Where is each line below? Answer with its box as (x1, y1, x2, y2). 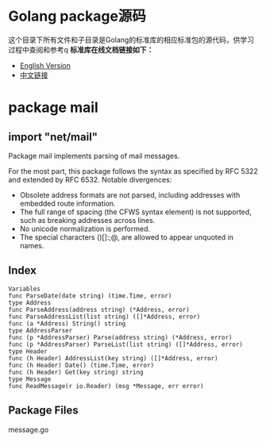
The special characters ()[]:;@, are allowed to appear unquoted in (19, 232, 234, 242)
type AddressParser (8, 326, 73, 334)
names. (19, 240, 44, 250)
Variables (8, 285, 41, 293)
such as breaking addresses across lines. (19, 215, 156, 225)
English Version (19, 60, 71, 70)
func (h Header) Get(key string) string (8, 368, 145, 376)
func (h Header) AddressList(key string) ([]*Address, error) (8, 354, 218, 362)
